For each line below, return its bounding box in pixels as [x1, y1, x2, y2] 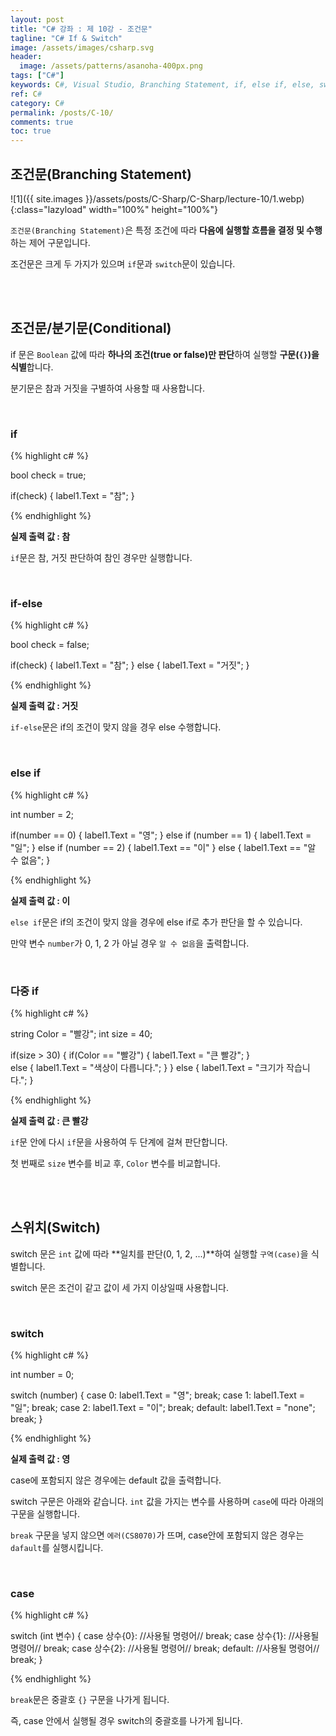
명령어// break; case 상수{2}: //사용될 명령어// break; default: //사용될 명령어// [10, 1642, 320, 1655]
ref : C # [10, 89, 43, 99]
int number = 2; [10, 808, 74, 820]
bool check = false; [10, 639, 90, 651]
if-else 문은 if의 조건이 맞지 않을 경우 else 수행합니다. [10, 721, 222, 733]
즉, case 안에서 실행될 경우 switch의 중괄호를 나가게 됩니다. [10, 1715, 243, 1727]
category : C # [10, 98, 65, 108]
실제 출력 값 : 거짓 [10, 700, 79, 712]
